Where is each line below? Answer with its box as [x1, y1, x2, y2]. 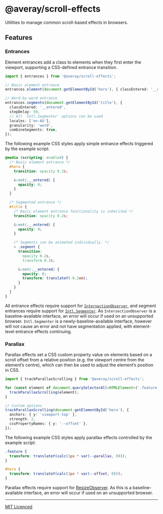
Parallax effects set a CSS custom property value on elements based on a [5, 352, 152, 358]
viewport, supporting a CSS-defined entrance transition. [5, 64, 117, 70]
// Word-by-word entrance [5, 96, 57, 101]
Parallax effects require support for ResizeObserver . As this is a [5, 485, 132, 491]
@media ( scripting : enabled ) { [5, 155, 68, 160]
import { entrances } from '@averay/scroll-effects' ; [5, 74, 116, 79]
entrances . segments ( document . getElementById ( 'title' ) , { [5, 101, 123, 105]
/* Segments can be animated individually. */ [14, 240, 110, 245]
